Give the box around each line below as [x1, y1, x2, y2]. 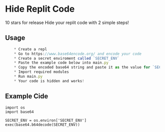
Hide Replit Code [5, 3, 75, 15]
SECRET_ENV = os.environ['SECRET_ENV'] [5, 118, 87, 123]
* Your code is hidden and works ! [14, 78, 84, 84]
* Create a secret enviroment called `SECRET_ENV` [14, 56, 120, 61]
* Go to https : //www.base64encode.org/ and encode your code [14, 51, 141, 56]
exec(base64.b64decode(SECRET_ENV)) [5, 122, 80, 127]
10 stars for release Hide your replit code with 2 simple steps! [5, 20, 129, 25]
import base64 [5, 109, 34, 114]
